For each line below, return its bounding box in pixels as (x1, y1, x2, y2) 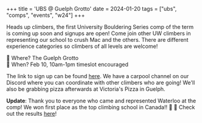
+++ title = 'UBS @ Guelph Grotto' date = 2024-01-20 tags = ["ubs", (6, 5, 177, 12)
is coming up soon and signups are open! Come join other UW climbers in (6, 30, 191, 37)
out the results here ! (6, 110, 57, 117)
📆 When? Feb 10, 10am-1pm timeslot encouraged (6, 61, 129, 68)
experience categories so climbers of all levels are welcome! (6, 42, 158, 50)
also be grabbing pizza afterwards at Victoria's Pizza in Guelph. (6, 85, 165, 93)
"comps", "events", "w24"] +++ (6, 12, 85, 19)
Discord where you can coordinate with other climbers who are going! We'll (6, 79, 195, 86)
